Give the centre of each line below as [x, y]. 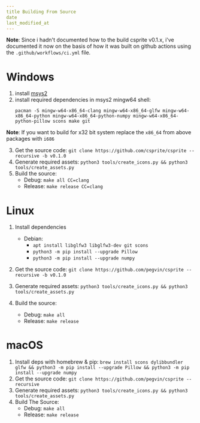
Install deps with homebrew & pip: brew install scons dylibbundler [99, 362]
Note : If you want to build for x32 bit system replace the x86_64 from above [99, 132]
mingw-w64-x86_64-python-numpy [92, 116]
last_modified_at [28, 23]
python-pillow [32, 121]
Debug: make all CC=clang [56, 180]
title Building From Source [41, 12]
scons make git [72, 121]
